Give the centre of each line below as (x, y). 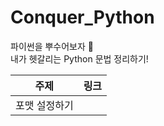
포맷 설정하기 (44, 105)
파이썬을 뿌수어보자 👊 (52, 46)
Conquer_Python (82, 17)
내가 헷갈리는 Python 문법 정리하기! (79, 58)
